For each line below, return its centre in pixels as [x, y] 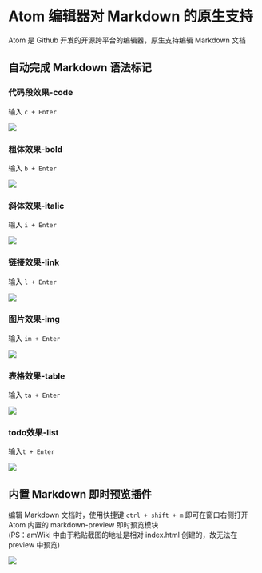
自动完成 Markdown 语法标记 [80, 68]
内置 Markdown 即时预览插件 [80, 494]
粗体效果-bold [36, 149]
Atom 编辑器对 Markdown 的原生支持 [131, 16]
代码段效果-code [41, 93]
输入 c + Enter [33, 111]
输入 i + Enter [33, 225]
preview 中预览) [34, 545]
